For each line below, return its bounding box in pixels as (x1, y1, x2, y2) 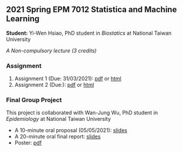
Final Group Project (6, 96, 62, 104)
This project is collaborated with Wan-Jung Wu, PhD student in (6, 109, 158, 116)
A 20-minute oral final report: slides (14, 133, 101, 140)
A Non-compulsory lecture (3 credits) (6, 47, 97, 54)
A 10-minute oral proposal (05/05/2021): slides (14, 127, 127, 134)
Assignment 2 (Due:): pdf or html (14, 82, 94, 89)
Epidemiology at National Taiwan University (6, 116, 111, 123)
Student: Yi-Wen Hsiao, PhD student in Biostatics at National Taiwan (6, 29, 172, 36)
